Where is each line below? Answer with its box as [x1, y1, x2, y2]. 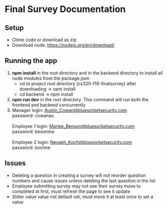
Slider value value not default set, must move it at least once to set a [12, 193, 153, 199]
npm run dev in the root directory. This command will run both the [12, 96, 149, 102]
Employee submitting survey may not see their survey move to [12, 183, 141, 189]
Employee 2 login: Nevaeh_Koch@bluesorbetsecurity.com [12, 139, 132, 145]
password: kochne [12, 144, 51, 150]
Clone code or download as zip [12, 37, 77, 43]
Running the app [5, 57, 57, 65]
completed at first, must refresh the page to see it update [12, 188, 130, 194]
